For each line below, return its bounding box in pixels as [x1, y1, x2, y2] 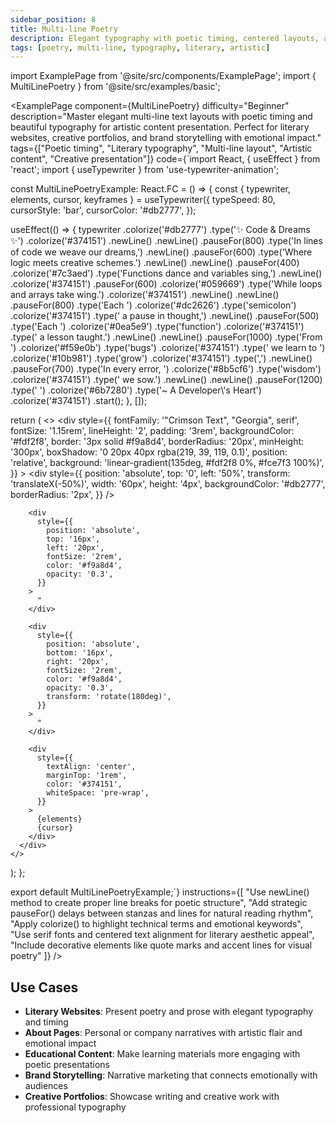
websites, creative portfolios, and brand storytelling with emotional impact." [10, 132, 322, 144]
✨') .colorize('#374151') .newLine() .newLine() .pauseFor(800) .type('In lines [10, 235, 323, 247]
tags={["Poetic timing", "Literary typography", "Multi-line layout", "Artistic [10, 142, 313, 155]
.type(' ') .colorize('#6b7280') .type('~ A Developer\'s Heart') [10, 384, 262, 396]
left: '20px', [46, 543, 105, 553]
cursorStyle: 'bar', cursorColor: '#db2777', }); [10, 204, 197, 216]
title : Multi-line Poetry [10, 24, 118, 34]
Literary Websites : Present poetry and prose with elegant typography [24, 1006, 314, 1018]
